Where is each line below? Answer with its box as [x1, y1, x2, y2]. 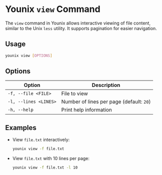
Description [91, 81, 120, 88]
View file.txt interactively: [12, 136, 70, 143]
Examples [5, 123, 36, 132]
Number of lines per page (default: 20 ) [61, 98, 151, 105]
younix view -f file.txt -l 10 [12, 165, 78, 170]
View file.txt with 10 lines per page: [12, 155, 90, 161]
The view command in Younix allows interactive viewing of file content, [5, 20, 151, 26]
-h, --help [7, 107, 33, 113]
